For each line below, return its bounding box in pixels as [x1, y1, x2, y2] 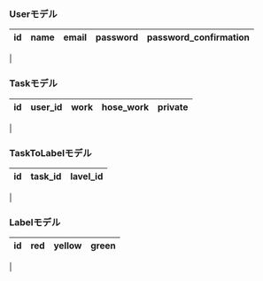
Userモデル [9, 7, 58, 20]
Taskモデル [9, 77, 58, 90]
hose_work [101, 100, 150, 113]
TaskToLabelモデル [9, 146, 92, 159]
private [158, 100, 189, 113]
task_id [30, 170, 62, 183]
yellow [53, 239, 82, 252]
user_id [30, 100, 63, 113]
